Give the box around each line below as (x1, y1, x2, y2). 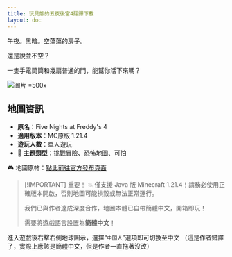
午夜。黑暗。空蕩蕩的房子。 (7, 36, 87, 45)
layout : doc (7, 17, 42, 24)
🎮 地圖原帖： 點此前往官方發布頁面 (7, 164, 107, 172)
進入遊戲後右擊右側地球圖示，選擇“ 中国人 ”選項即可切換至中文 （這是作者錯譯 (7, 233, 224, 242)
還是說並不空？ (7, 51, 50, 60)
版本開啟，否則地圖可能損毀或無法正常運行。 (30, 189, 158, 198)
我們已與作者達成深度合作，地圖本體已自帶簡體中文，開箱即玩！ (24, 204, 206, 213)
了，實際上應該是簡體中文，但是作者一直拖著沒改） (7, 242, 153, 251)
